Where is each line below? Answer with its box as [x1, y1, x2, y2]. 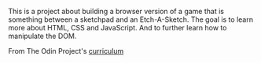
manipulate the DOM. [8, 31, 77, 40]
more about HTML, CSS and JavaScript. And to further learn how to [8, 23, 227, 32]
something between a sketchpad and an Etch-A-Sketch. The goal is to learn [8, 15, 254, 24]
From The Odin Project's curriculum [8, 47, 124, 55]
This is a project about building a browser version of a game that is [8, 7, 224, 16]
